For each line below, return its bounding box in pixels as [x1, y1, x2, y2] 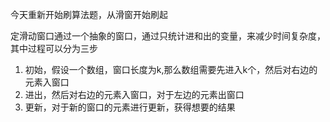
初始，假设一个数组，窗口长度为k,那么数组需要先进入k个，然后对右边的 [24, 64, 318, 75]
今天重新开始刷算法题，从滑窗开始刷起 [10, 9, 168, 20]
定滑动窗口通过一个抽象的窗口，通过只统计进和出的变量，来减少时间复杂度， [10, 30, 326, 42]
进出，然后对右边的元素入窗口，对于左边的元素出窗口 [24, 89, 245, 100]
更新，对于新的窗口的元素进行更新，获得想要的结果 [24, 101, 236, 113]
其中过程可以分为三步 [10, 43, 98, 54]
